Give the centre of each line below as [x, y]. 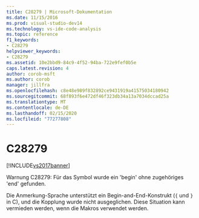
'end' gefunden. [26, 184]
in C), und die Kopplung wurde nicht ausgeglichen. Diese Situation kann [96, 202]
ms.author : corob [28, 79]
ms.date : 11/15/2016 [32, 18]
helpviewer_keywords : [34, 51]
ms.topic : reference [32, 35]
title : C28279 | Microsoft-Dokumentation [59, 12]
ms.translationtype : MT [36, 102]
